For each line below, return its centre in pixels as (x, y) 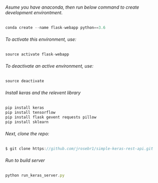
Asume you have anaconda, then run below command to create (72, 7)
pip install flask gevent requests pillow (51, 117)
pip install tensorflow (30, 113)
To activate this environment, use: (41, 39)
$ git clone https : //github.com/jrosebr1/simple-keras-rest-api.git (79, 149)
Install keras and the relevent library (43, 93)
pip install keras (25, 108)
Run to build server (25, 160)
